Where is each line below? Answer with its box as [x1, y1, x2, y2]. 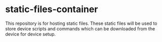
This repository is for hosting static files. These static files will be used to [5, 20, 157, 26]
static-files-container [5, 4, 98, 15]
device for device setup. [5, 31, 56, 37]
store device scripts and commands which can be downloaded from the [5, 25, 155, 31]
